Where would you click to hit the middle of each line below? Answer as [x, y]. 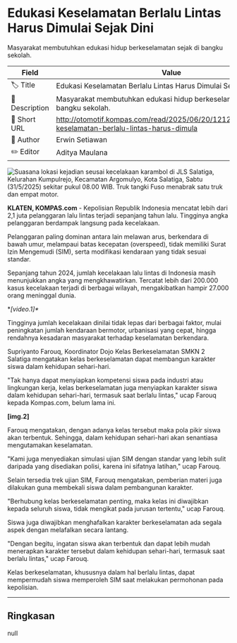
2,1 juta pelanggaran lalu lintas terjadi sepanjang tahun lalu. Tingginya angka [118, 215]
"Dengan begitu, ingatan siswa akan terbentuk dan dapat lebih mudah [109, 543]
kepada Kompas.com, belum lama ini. [62, 402]
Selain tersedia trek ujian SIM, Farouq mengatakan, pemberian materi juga [115, 480]
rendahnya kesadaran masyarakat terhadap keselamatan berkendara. [108, 338]
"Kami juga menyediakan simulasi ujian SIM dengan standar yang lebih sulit [117, 459]
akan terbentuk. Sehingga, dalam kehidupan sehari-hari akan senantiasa [113, 437]
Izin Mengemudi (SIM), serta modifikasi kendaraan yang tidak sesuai [107, 252]
